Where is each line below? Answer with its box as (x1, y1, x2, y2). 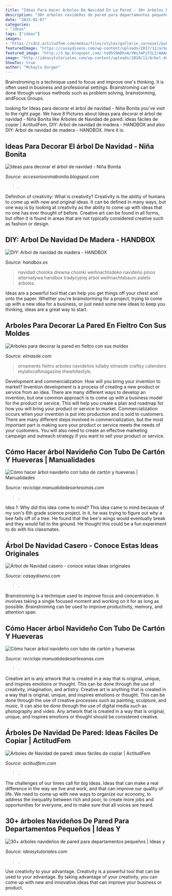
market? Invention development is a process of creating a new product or (5, 384, 160, 390)
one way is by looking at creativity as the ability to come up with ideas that (5, 204, 163, 211)
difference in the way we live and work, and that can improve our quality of (5, 785, 163, 791)
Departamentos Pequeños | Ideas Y (5, 825, 121, 833)
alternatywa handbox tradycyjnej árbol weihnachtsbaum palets (17, 274, 151, 280)
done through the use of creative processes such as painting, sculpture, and (5, 697, 166, 703)
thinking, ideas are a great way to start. (5, 306, 88, 312)
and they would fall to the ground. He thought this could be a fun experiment (5, 521, 167, 527)
